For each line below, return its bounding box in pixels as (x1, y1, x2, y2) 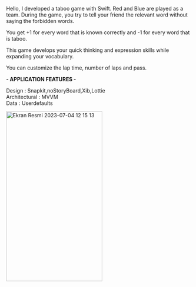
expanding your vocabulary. (6, 53, 74, 60)
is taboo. (6, 35, 28, 42)
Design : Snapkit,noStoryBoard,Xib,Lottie (6, 87, 105, 94)
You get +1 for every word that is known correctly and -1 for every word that (6, 29, 190, 36)
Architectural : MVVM (6, 94, 59, 100)
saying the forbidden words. (6, 18, 75, 24)
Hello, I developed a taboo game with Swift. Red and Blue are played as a (6, 5, 184, 12)
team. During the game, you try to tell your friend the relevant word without (6, 11, 188, 18)
